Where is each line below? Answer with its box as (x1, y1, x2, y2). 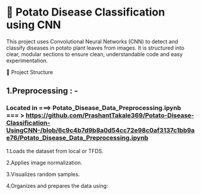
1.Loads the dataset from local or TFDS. (6, 147, 103, 154)
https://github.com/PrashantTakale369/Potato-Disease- (26, 111, 194, 120)
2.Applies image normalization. (6, 159, 83, 166)
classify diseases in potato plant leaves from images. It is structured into (6, 44, 184, 51)
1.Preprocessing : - (6, 86, 78, 96)
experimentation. (6, 57, 48, 64)
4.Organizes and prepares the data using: (6, 182, 109, 189)
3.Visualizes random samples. (6, 170, 80, 178)
